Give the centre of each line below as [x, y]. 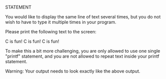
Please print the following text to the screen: [51, 32]
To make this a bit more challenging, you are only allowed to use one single [83, 51]
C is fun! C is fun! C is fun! [32, 41]
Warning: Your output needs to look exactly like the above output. [73, 71]
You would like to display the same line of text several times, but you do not [83, 17]
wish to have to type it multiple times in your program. [61, 22]
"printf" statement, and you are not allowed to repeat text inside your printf [82, 56]
